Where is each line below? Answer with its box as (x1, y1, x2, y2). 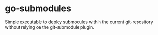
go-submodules (5, 3, 72, 14)
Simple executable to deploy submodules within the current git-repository (5, 19, 153, 25)
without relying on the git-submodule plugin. (5, 24, 94, 30)
